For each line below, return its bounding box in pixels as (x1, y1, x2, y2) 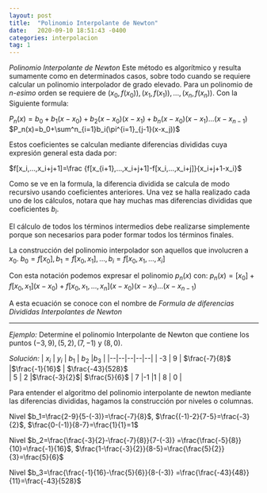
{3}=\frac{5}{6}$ (9, 452, 64, 461)
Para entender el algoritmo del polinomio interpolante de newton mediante (9, 387, 252, 397)
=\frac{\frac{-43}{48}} (175, 468, 250, 477)
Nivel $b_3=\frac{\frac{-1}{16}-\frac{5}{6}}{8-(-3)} (9, 468, 174, 477)
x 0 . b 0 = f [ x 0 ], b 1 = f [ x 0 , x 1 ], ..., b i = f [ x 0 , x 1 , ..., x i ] (9, 253, 166, 265)
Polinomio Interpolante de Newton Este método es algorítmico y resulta (9, 63, 242, 72)
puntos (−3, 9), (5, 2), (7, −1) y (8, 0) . (9, 338, 123, 348)
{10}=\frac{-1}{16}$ (9, 444, 72, 453)
